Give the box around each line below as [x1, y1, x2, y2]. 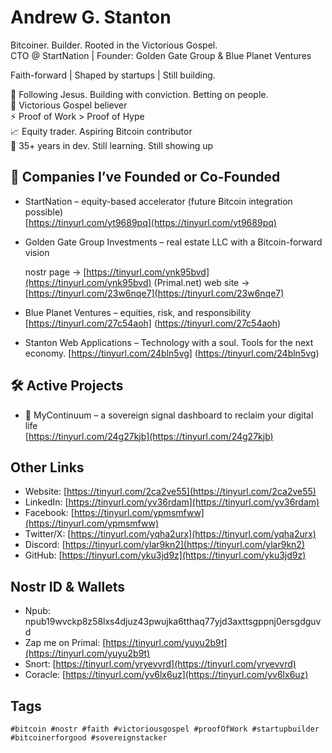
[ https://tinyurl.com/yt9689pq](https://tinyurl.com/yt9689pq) [24, 216, 277, 228]
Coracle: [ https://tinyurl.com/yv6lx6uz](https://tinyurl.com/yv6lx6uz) [24, 669, 309, 681]
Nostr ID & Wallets [10, 578, 125, 595]
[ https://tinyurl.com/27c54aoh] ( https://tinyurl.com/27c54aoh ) [24, 317, 282, 329]
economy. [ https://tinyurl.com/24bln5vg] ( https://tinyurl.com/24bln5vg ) [24, 347, 320, 359]
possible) [24, 206, 64, 218]
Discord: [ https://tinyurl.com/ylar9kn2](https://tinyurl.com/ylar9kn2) [24, 539, 305, 551]
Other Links [10, 459, 85, 476]
